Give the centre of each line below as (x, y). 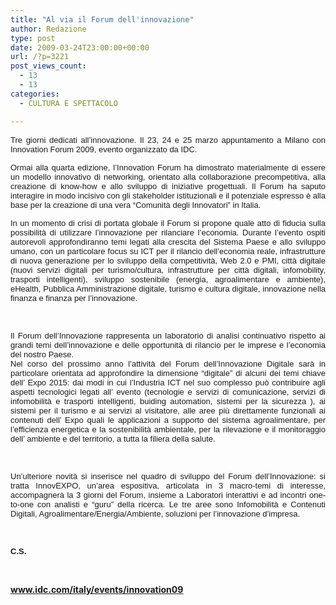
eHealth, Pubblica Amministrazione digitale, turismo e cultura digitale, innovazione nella (168, 288)
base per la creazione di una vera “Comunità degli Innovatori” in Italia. (136, 204)
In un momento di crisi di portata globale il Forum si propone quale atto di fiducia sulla (168, 222)
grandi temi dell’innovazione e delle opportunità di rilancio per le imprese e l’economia (168, 344)
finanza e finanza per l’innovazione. (74, 297)
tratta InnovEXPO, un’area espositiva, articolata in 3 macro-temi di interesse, (168, 485)
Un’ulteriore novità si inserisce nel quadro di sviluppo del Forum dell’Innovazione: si (168, 476)
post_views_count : (48, 66)
